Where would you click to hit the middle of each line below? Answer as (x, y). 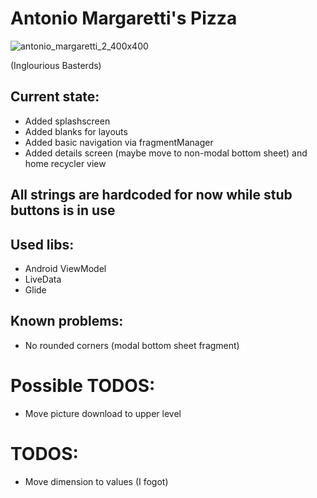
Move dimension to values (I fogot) (96, 481)
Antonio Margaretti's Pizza (124, 18)
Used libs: (42, 244)
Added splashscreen (67, 121)
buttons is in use (63, 210)
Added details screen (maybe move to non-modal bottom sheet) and (166, 153)
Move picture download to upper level (103, 413)
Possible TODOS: (83, 385)
